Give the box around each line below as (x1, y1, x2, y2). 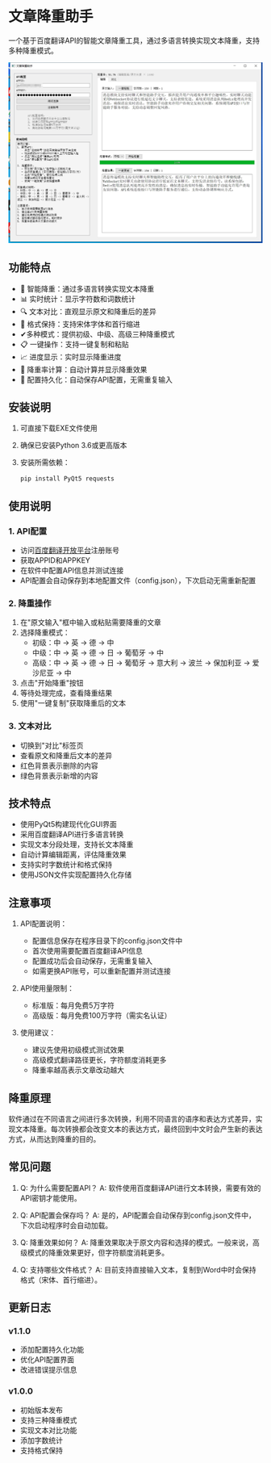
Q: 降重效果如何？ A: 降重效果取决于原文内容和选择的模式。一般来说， (19, 1237, 253, 1247)
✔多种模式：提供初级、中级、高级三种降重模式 (19, 329, 175, 339)
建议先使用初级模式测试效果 (31, 1045, 125, 1054)
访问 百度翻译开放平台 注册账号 (19, 545, 119, 555)
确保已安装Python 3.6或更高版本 (19, 441, 127, 451)
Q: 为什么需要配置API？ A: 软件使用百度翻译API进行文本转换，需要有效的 (19, 1183, 261, 1193)
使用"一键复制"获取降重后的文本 (19, 698, 127, 708)
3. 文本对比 (8, 720, 52, 731)
